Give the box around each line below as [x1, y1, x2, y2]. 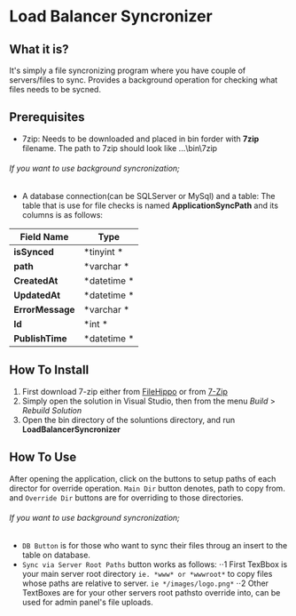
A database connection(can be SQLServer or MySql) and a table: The [21, 191, 276, 202]
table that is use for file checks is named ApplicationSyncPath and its [21, 200, 279, 211]
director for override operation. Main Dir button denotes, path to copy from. [9, 483, 285, 493]
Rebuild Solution [21, 404, 82, 415]
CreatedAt [13, 275, 58, 287]
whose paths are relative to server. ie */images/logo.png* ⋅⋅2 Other [21, 578, 269, 588]
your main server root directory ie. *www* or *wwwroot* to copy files [21, 568, 273, 579]
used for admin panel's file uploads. [21, 596, 153, 607]
